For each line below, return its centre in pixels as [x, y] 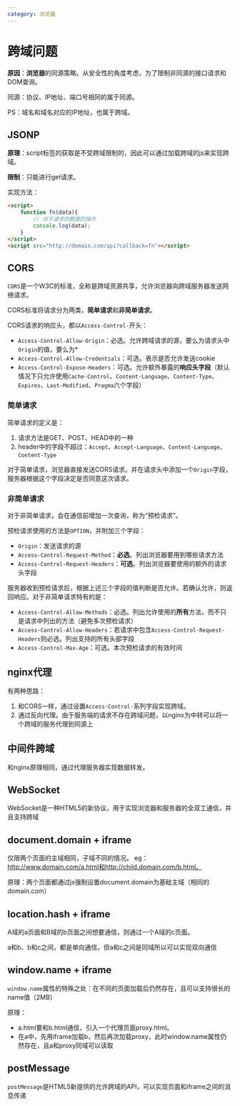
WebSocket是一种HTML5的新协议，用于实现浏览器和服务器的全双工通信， [116, 808]
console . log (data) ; [62, 226]
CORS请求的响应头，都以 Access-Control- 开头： [78, 325]
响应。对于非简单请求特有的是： [60, 597]
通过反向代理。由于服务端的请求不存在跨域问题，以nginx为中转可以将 [120, 714]
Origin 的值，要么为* [48, 349]
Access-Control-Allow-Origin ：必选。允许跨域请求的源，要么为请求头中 [124, 341]
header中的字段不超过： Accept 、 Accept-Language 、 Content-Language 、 [122, 447]
